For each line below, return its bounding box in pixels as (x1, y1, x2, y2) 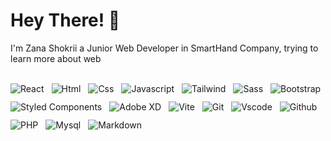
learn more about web (10, 52, 102, 64)
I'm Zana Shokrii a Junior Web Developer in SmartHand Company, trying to (10, 42, 319, 54)
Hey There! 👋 (10, 9, 121, 32)
